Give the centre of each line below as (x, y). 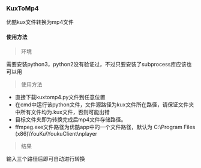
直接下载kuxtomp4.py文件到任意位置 (60, 97)
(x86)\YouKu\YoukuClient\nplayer (56, 133)
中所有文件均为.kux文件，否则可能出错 (62, 112)
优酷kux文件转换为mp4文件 (40, 22)
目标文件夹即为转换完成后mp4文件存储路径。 (70, 119)
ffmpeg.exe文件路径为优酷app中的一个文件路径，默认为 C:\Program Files (105, 127)
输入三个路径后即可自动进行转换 (46, 158)
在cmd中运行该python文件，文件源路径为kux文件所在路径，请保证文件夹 (104, 104)
